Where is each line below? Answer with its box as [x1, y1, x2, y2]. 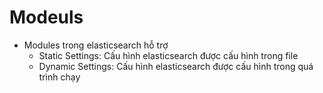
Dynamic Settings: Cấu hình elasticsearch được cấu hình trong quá [38, 60, 314, 72]
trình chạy [38, 71, 81, 83]
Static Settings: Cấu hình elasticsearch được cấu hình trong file [38, 49, 299, 61]
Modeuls [9, 6, 84, 29]
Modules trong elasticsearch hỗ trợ [23, 39, 169, 51]
